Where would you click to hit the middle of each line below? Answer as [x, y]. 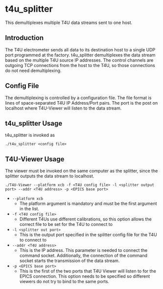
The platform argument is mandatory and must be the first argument [88, 203]
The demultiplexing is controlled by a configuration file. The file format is [78, 98]
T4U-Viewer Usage [35, 159]
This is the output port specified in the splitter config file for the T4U [88, 235]
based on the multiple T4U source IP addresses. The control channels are [79, 60]
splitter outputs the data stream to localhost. [50, 176]
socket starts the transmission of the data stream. [70, 261]
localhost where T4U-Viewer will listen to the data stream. [63, 108]
